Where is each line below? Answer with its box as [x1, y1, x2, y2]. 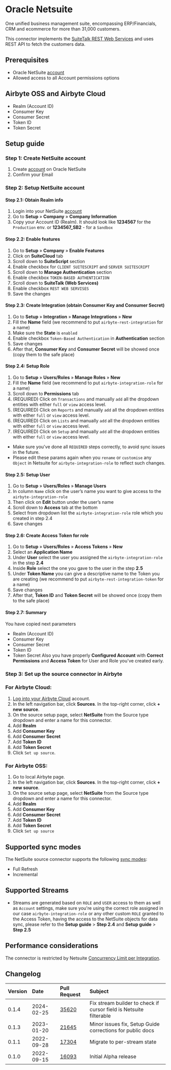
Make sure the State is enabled [12, 330, 78, 336]
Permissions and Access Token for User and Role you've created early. [12, 657, 164, 663]
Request [60, 991, 81, 998]
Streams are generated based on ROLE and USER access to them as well [12, 900, 161, 906]
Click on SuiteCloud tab [12, 253, 64, 259]
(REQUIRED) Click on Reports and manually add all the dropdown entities [12, 407, 164, 413]
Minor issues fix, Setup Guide [90, 1021, 160, 1028]
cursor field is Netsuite [90, 1006, 144, 1013]
